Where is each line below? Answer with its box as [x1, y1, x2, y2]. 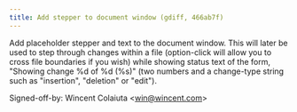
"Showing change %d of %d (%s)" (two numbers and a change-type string [9, 66, 285, 76]
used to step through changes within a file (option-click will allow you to [9, 46, 272, 58]
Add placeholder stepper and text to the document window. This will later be [9, 37, 288, 48]
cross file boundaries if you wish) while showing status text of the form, [9, 56, 271, 67]
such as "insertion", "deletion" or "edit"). [9, 75, 158, 85]
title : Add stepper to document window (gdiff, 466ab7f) [9, 12, 224, 22]
